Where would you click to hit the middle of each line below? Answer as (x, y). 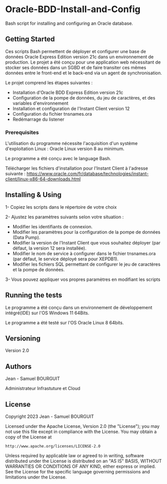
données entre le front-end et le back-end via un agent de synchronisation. (83, 73)
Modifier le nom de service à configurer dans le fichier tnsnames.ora (84, 253)
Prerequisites (22, 132)
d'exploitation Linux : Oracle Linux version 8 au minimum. (65, 149)
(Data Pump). (26, 237)
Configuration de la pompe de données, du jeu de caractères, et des (84, 98)
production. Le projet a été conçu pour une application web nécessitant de (83, 62)
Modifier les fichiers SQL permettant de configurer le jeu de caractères (87, 264)
